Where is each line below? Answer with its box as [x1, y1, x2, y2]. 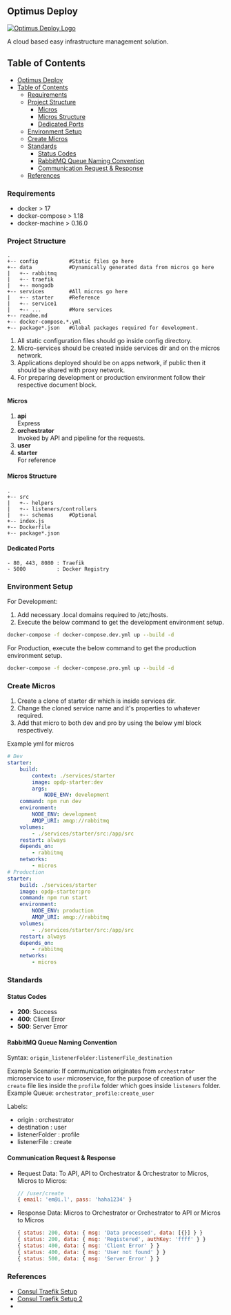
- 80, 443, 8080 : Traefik [7, 560, 85, 567]
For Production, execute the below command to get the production [7, 644, 197, 652]
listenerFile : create [17, 1138, 72, 1146]
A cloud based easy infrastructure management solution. [7, 37, 169, 46]
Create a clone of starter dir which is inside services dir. [17, 697, 176, 705]
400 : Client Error [17, 1015, 66, 1023]
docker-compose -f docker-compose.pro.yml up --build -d [7, 665, 174, 672]
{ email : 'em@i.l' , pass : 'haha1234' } [17, 1196, 132, 1203]
